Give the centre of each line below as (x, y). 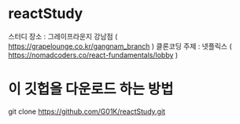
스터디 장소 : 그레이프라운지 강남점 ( (63, 36)
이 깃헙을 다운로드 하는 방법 (91, 89)
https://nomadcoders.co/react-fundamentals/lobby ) (93, 55)
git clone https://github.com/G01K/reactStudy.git (87, 111)
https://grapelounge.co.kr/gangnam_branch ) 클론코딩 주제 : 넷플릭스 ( (120, 46)
